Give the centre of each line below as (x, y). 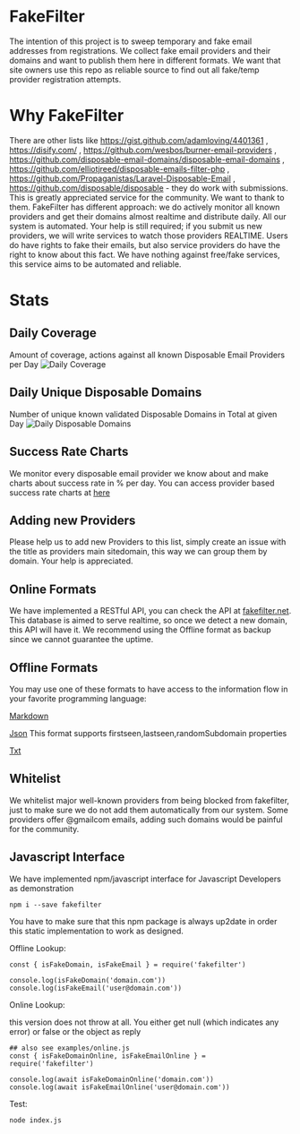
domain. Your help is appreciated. (71, 561)
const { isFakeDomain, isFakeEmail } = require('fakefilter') (128, 965)
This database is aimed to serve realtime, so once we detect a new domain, (149, 621)
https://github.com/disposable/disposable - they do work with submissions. (149, 188)
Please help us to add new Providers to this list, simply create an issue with (148, 542)
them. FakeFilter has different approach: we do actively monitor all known (145, 207)
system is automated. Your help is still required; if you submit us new (136, 226)
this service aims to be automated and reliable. (95, 264)
